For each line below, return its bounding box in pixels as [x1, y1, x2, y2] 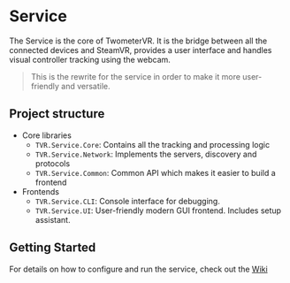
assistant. [34, 214, 71, 225]
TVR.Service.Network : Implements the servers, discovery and [34, 149, 257, 159]
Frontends [21, 186, 60, 196]
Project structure [9, 106, 105, 121]
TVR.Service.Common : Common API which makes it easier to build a [34, 167, 276, 178]
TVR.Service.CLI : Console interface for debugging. [34, 195, 221, 206]
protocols [34, 157, 71, 169]
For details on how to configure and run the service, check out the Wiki [9, 264, 268, 274]
